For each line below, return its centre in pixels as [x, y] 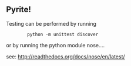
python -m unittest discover [63, 34]
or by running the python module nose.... [56, 45]
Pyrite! [19, 10]
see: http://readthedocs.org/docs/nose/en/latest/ [65, 56]
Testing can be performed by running [51, 23]
